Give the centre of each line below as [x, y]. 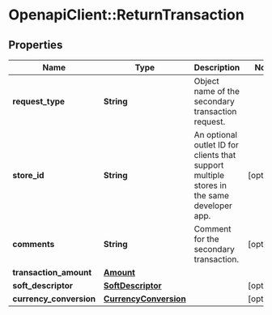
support [209, 165]
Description [217, 68]
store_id [28, 175]
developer [213, 206]
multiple [209, 175]
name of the [217, 91]
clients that [215, 155]
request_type [39, 101]
